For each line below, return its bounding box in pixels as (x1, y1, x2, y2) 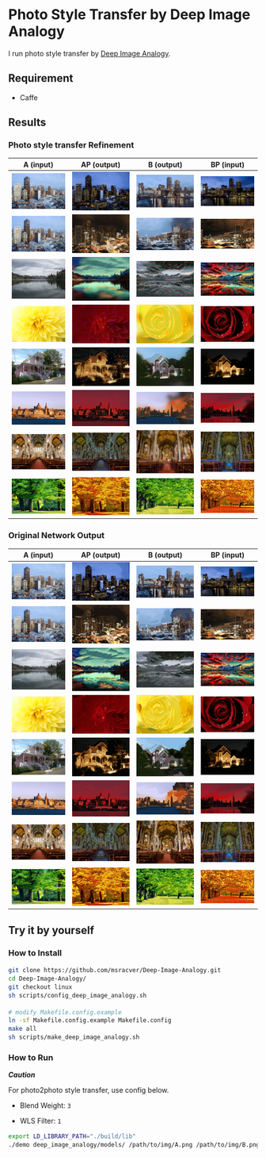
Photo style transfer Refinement (8, 140, 135, 151)
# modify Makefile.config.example (8, 1008, 123, 1017)
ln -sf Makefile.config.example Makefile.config (8, 1017, 172, 1024)
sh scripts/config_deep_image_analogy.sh (8, 991, 147, 999)
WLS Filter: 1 (19, 1117, 62, 1126)
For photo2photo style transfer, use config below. (8, 1086, 169, 1095)
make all (8, 1025, 37, 1033)
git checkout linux (8, 982, 73, 991)
